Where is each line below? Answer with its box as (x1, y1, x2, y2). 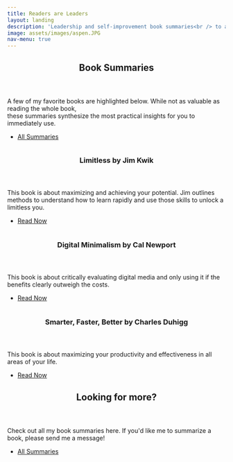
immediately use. (7, 119, 56, 127)
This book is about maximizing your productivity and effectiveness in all (7, 350, 212, 359)
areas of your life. (7, 358, 58, 366)
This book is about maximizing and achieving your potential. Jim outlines (7, 189, 215, 197)
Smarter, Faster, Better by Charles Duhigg (44, 317, 189, 327)
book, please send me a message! (7, 434, 105, 442)
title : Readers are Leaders (7, 10, 89, 17)
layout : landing (7, 17, 54, 24)
